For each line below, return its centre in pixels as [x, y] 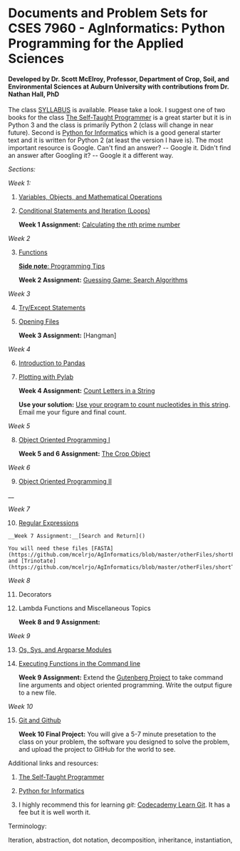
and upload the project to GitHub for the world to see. [97, 750]
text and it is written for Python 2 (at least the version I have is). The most [116, 140]
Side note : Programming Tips [62, 267]
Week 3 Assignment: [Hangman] [67, 335]
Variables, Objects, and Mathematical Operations [90, 197]
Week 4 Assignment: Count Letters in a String [87, 391]
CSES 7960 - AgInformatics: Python [116, 28]
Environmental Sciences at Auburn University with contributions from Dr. [119, 86]
